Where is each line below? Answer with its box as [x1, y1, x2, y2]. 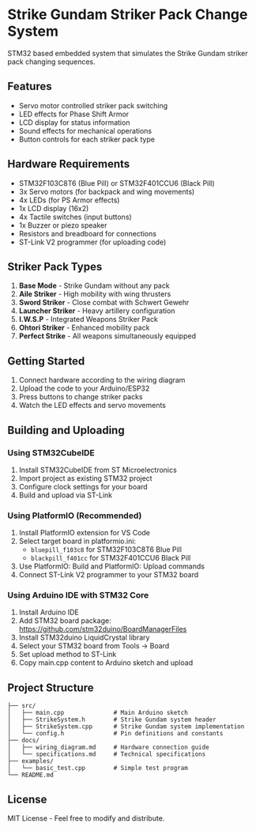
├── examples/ [7, 757, 55, 765]
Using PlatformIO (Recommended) [7, 510, 142, 521]
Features [7, 80, 52, 93]
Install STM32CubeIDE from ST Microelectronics [18, 465, 177, 474]
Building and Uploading [7, 423, 125, 436]
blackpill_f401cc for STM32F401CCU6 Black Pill [30, 553, 191, 563]
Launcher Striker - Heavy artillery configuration [18, 306, 175, 315]
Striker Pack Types [7, 259, 103, 274]
